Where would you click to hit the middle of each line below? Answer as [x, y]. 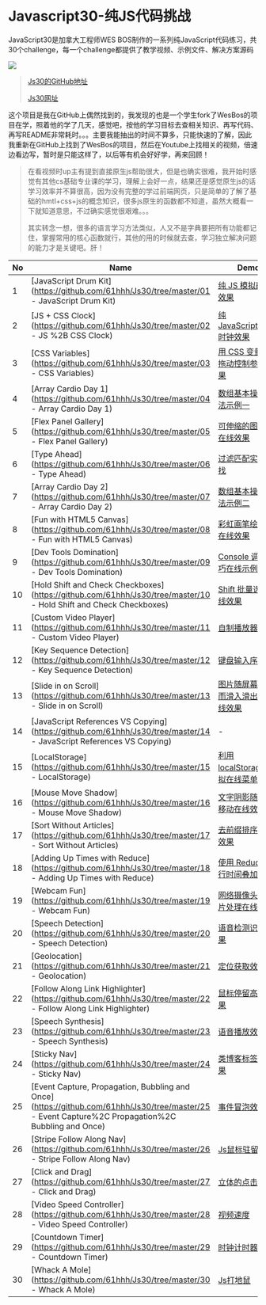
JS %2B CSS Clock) [76, 335]
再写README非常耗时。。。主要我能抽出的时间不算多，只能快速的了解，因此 [130, 135]
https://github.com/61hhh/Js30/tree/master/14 [122, 731]
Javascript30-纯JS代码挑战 [100, 16]
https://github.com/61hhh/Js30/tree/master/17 [122, 835]
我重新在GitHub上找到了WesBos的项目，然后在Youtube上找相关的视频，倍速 [133, 144]
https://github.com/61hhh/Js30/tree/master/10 [122, 595]
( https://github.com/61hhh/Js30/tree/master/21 [121, 965]
